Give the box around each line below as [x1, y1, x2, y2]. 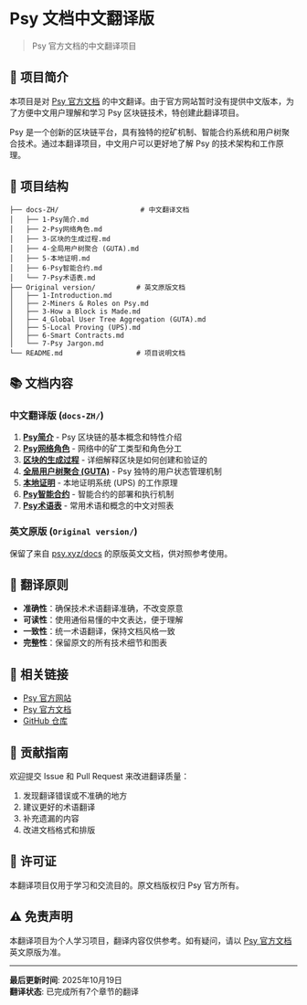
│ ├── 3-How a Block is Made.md [9, 307, 142, 316]
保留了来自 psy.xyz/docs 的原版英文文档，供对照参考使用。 [9, 547, 233, 558]
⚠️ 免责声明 [9, 909, 73, 925]
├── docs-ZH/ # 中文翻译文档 [9, 205, 190, 215]
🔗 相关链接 [9, 666, 69, 682]
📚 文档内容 [9, 376, 74, 391]
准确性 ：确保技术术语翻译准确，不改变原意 [22, 603, 184, 614]
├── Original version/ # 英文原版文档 [9, 282, 185, 292]
